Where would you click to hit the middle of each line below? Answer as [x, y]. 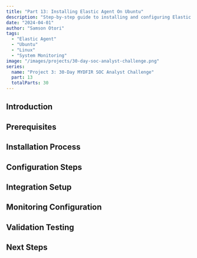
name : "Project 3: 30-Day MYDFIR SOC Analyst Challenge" [83, 72]
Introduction [29, 107]
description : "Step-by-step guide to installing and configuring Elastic [99, 17]
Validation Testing [40, 227]
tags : [13, 34]
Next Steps [27, 248]
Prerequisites [31, 127]
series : [16, 66]
